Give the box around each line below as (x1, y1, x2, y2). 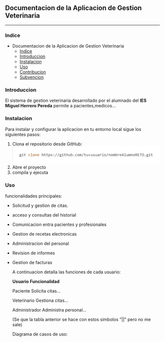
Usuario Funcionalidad (12, 278, 60, 284)
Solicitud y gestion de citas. (12, 202, 69, 208)
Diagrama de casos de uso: (12, 331, 68, 337)
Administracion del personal (12, 240, 69, 246)
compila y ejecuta (12, 170, 48, 175)
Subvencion (19, 74, 44, 80)
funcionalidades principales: (5, 193, 62, 199)
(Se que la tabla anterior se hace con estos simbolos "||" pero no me (12, 316, 151, 322)
